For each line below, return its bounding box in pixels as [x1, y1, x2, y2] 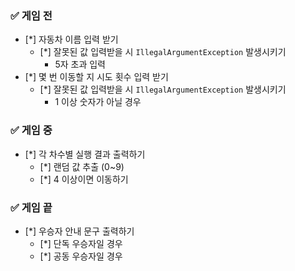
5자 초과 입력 [54, 58, 106, 71]
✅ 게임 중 [10, 123, 53, 137]
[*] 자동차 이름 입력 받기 [24, 33, 119, 46]
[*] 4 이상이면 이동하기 [39, 173, 129, 185]
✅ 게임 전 [10, 8, 53, 22]
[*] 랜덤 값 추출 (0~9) [39, 160, 125, 172]
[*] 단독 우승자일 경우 [39, 237, 123, 249]
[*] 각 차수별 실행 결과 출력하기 [24, 148, 146, 160]
